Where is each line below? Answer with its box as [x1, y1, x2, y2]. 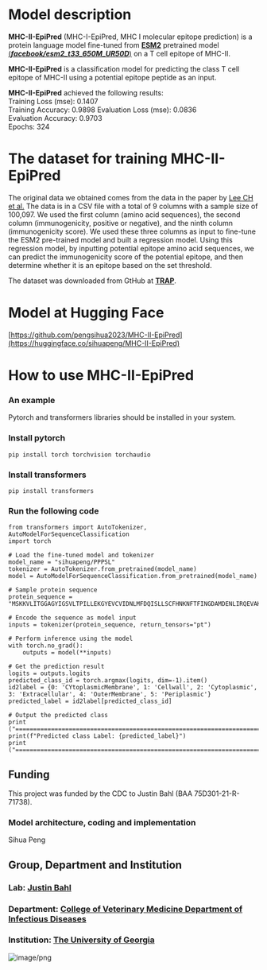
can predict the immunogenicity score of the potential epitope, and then [8, 252, 244, 262]
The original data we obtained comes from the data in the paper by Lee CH [8, 192, 253, 202]
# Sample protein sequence [8, 586, 98, 594]
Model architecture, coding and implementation [8, 817, 196, 828]
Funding [8, 767, 50, 781]
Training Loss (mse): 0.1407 [8, 96, 99, 106]
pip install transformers [8, 487, 94, 495]
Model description [8, 6, 132, 24]
